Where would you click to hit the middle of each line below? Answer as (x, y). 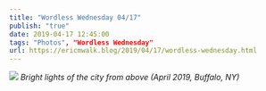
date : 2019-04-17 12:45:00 (59, 34)
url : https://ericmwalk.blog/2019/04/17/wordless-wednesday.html (133, 51)
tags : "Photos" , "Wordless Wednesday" (81, 42)
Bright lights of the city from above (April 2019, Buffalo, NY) (130, 78)
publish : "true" (39, 26)
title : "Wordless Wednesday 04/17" (75, 17)
